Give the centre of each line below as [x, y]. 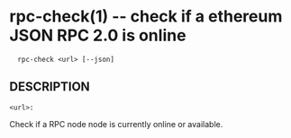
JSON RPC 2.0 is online [98, 35]
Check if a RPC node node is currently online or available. [116, 124]
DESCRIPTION [50, 87]
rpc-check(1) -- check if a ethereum [146, 17]
